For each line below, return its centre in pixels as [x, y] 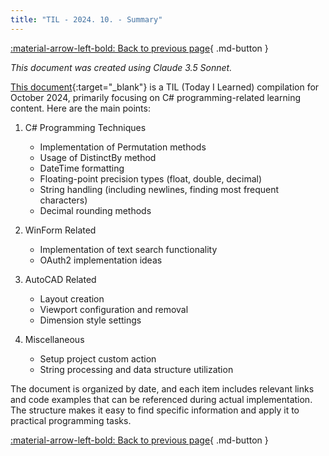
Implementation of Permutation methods [123, 147]
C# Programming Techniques [85, 127]
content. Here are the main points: [80, 108]
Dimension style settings [90, 320]
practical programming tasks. [71, 420]
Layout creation [72, 298]
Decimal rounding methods [95, 210]
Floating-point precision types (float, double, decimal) [151, 178]
